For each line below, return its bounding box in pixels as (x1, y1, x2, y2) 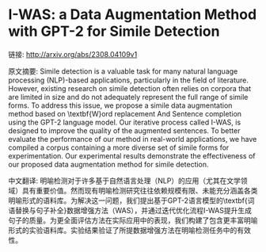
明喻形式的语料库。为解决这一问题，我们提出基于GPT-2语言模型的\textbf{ (8, 196, 248, 205)
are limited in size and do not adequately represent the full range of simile (8, 92, 249, 101)
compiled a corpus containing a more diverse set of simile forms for (8, 143, 230, 152)
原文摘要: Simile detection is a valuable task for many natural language (8, 66, 238, 76)
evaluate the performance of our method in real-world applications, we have (8, 134, 257, 143)
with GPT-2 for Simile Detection (8, 22, 220, 40)
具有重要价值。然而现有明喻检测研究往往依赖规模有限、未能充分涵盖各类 (21, 185, 258, 195)
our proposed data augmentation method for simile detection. (8, 159, 209, 169)
